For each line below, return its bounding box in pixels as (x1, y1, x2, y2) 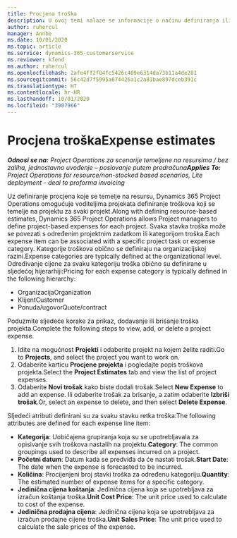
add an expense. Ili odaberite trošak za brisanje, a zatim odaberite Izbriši (17, 390, 230, 398)
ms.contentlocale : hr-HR (7, 89, 80, 96)
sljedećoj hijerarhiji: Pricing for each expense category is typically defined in (7, 267, 228, 275)
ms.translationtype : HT (7, 82, 78, 90)
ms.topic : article (7, 43, 61, 50)
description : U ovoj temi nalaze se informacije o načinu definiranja (7, 17, 219, 24)
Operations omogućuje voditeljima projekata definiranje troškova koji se (7, 199, 215, 208)
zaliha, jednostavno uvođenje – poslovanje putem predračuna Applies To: (7, 163, 221, 171)
